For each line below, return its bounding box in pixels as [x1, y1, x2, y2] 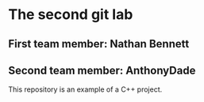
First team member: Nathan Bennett [8, 37, 190, 51]
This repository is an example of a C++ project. [8, 85, 163, 94]
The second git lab [8, 6, 133, 24]
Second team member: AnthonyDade [8, 63, 196, 77]
